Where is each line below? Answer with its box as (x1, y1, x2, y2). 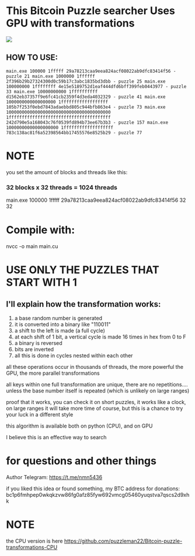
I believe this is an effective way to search (6, 433, 107, 440)
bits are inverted (14, 345, 54, 352)
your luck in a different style (6, 411, 74, 418)
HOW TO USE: (6, 53, 58, 63)
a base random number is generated (14, 314, 103, 321)
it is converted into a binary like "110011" (14, 321, 111, 328)
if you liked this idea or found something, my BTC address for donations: (6, 485, 180, 492)
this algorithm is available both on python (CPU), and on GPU (6, 422, 153, 429)
